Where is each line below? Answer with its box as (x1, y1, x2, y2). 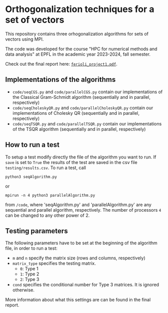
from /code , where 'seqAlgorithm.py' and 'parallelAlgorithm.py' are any (5, 202, 152, 208)
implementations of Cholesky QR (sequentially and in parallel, (12, 110, 139, 116)
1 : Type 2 (20, 271, 39, 277)
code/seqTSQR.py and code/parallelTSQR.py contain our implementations (12, 120, 162, 126)
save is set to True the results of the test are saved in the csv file (5, 159, 138, 165)
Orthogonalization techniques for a (5, 4, 154, 15)
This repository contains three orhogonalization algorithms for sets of (5, 31, 149, 37)
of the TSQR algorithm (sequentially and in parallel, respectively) (12, 126, 146, 132)
